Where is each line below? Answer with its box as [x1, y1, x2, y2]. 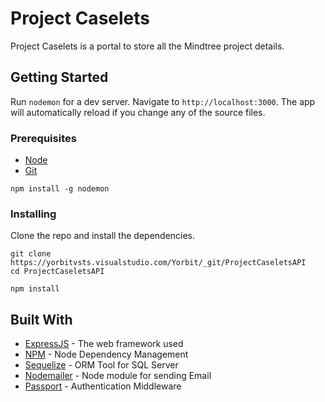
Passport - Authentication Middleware [24, 380, 182, 392]
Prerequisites [10, 131, 77, 145]
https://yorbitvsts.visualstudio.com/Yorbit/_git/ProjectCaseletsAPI [10, 258, 307, 268]
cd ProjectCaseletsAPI [10, 267, 105, 277]
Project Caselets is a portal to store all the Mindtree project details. [10, 40, 285, 52]
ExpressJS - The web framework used [24, 338, 184, 350]
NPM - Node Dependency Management [24, 348, 189, 361]
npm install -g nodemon [10, 184, 110, 194]
